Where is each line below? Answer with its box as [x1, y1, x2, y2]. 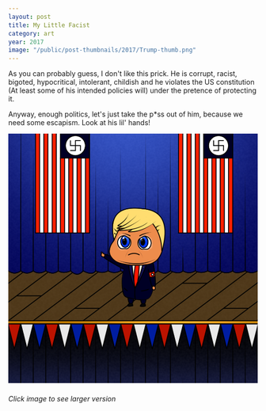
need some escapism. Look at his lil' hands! [8, 118, 150, 127]
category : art [8, 29, 55, 37]
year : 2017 [8, 38, 44, 46]
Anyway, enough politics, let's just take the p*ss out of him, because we [8, 109, 243, 119]
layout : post [8, 13, 51, 21]
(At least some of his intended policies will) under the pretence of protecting [8, 86, 257, 95]
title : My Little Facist [8, 21, 90, 29]
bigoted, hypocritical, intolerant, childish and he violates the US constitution [8, 78, 255, 87]
